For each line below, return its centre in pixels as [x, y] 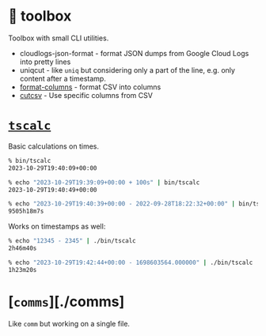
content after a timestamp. [63, 78]
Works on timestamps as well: [57, 227]
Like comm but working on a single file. [69, 323]
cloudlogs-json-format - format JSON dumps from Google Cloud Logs [134, 53]
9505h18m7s [26, 211]
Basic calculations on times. [54, 146]
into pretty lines [45, 62]
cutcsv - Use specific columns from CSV [86, 95]
